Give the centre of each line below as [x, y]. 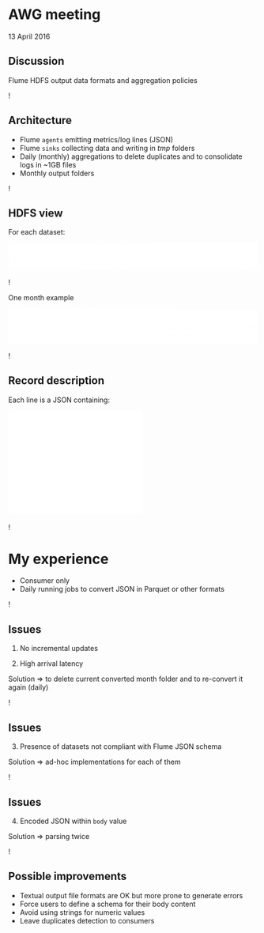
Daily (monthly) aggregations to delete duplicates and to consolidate [131, 156]
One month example [41, 297]
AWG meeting [55, 15]
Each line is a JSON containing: [59, 400]
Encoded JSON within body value [73, 821]
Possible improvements [68, 877]
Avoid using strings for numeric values [82, 912]
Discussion [36, 61]
